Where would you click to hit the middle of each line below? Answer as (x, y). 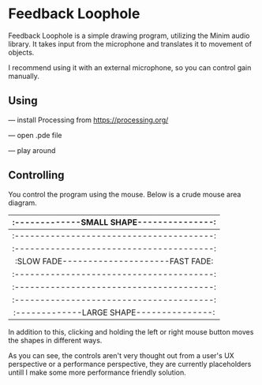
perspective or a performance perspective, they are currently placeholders (130, 364)
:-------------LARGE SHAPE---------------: (114, 312)
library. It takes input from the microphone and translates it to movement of (130, 43)
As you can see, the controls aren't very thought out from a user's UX (121, 355)
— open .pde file (35, 135)
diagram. (22, 203)
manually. (24, 76)
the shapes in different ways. (55, 340)
